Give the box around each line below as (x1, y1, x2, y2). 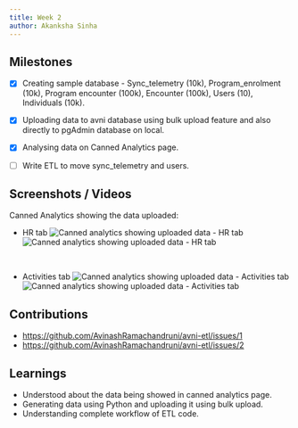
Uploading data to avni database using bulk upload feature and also (21, 115, 271, 126)
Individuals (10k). (21, 97, 85, 108)
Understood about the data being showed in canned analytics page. (21, 390, 272, 399)
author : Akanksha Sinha (9, 21, 98, 30)
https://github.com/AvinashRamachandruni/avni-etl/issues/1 (21, 331, 243, 342)
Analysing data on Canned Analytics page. (21, 142, 179, 152)
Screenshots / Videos (9, 186, 132, 202)
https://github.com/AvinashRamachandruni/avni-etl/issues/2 (21, 340, 244, 350)
